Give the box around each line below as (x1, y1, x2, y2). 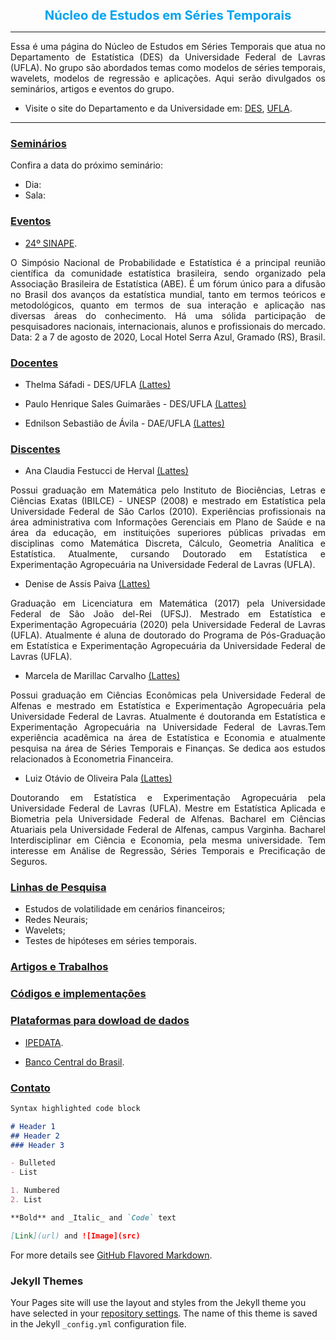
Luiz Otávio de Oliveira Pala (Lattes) (24, 772, 173, 785)
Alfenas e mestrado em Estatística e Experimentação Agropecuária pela (10, 700, 326, 712)
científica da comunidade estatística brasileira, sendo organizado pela (10, 267, 326, 279)
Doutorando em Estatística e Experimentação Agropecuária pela (10, 792, 326, 804)
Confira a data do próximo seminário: (10, 159, 164, 171)
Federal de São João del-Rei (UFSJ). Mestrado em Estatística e (10, 608, 326, 620)
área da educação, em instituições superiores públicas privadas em (10, 527, 326, 539)
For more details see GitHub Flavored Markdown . (10, 1249, 213, 1261)
